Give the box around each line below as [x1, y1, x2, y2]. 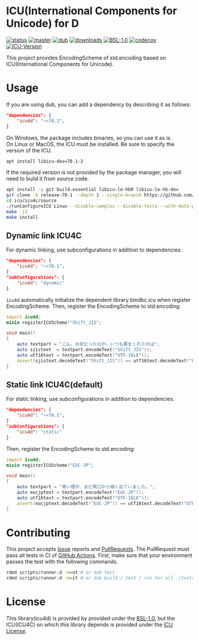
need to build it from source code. [6, 175, 89, 182]
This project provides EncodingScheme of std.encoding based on [6, 54, 166, 61]
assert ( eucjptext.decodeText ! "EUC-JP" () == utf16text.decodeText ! [17, 500, 184, 507]
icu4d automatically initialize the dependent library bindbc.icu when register [6, 296, 191, 303]
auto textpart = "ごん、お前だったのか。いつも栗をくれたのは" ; [17, 341, 160, 348]
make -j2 [6, 209, 28, 215]
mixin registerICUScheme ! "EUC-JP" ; [6, 462, 94, 468]
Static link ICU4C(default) [6, 380, 103, 390]
